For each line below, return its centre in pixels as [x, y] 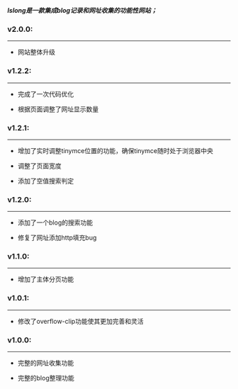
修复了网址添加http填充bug [57, 238]
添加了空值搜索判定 [46, 181]
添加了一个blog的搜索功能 [55, 222]
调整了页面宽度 [39, 166]
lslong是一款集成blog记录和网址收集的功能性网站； [82, 10]
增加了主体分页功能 [46, 279]
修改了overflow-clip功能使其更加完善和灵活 [80, 321]
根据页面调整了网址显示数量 [58, 109]
